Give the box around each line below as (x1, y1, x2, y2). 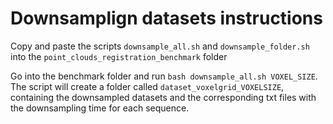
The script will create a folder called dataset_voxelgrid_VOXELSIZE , (10, 80, 285, 92)
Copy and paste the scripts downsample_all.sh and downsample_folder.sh (10, 40, 310, 52)
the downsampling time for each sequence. (10, 102, 190, 114)
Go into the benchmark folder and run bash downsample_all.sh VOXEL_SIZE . (10, 70, 318, 82)
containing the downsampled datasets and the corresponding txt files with (10, 91, 317, 103)
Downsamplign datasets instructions (10, 7, 323, 30)
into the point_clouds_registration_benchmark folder (10, 50, 228, 62)
